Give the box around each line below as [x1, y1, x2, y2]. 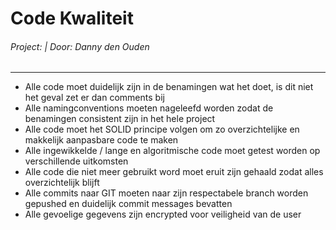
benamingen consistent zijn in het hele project [24, 113, 216, 125]
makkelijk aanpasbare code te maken [24, 134, 179, 146]
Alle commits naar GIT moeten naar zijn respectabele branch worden [24, 187, 309, 199]
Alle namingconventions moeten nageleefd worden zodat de [24, 102, 274, 114]
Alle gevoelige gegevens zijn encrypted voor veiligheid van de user [24, 208, 302, 221]
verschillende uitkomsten [24, 155, 129, 167]
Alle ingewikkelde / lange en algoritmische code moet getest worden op [24, 145, 321, 157]
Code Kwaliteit [10, 7, 134, 30]
